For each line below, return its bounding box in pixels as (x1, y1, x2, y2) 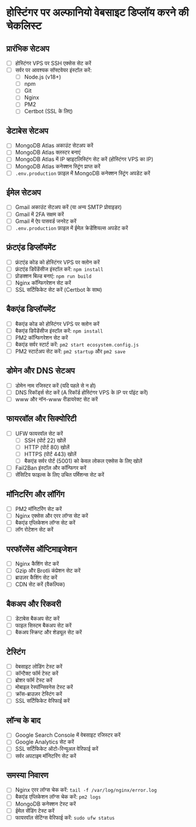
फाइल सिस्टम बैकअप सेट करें (15, 622, 72, 629)
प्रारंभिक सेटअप (6, 43, 50, 54)
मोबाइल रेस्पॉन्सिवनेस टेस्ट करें (15, 683, 73, 691)
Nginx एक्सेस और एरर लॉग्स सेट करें (15, 512, 88, 519)
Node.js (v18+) (24, 73, 61, 81)
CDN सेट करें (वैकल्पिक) (15, 581, 66, 588)
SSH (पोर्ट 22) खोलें (24, 437, 66, 444)
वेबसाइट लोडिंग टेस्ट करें (15, 663, 63, 670)
